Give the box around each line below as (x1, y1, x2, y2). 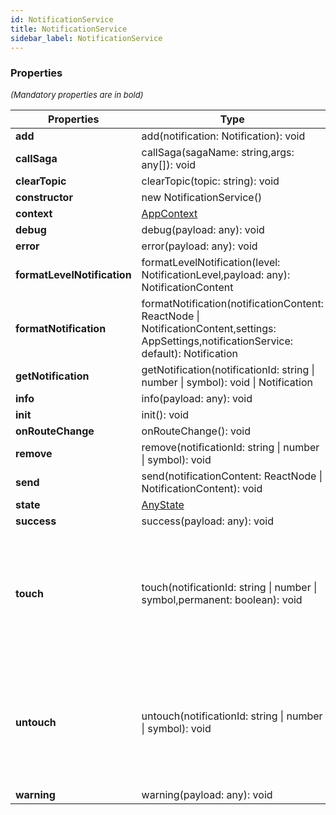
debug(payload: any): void (141, 222, 265, 236)
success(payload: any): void (141, 514, 275, 528)
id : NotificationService (10, 14, 114, 25)
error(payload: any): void (141, 239, 258, 253)
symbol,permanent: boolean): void (141, 592, 303, 606)
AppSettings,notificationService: (141, 334, 294, 348)
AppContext (141, 206, 198, 220)
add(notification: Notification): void (141, 129, 306, 143)
